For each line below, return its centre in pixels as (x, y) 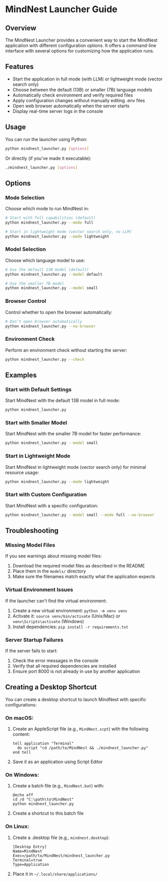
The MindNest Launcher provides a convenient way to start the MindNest (81, 40)
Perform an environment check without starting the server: (66, 350)
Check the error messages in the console (55, 660)
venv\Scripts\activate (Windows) (48, 621)
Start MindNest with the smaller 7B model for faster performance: (73, 434)
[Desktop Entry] (30, 847)
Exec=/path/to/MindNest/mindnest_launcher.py (61, 856)
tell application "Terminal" (43, 744)
